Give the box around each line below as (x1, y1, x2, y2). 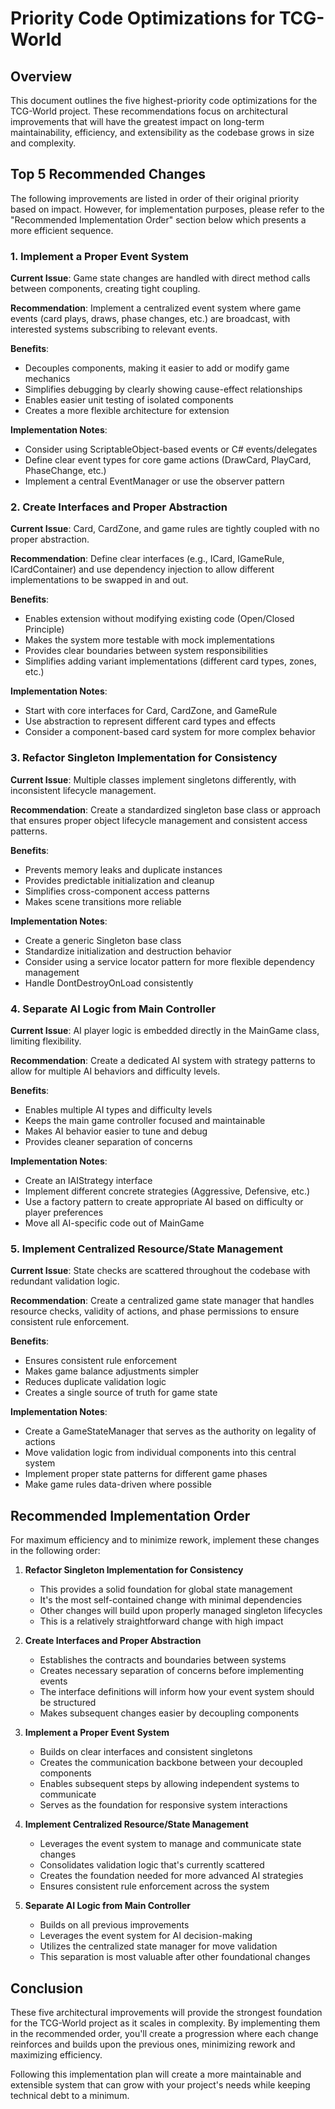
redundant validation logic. (10, 1275, 120, 1287)
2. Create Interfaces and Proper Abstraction (10, 500, 228, 514)
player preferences (24, 1207, 104, 1218)
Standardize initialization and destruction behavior (24, 945, 232, 957)
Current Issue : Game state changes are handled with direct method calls (10, 272, 311, 284)
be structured (39, 1697, 97, 1709)
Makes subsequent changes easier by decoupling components (39, 1707, 300, 1719)
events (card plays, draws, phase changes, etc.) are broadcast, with (10, 313, 291, 325)
